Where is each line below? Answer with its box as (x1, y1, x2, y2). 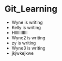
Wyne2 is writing (11, 35, 46, 41)
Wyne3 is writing (11, 45, 46, 51)
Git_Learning (4, 3, 58, 15)
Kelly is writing (11, 24, 41, 30)
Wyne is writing (11, 19, 43, 25)
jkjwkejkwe (11, 50, 34, 56)
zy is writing (11, 40, 36, 46)
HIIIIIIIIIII (11, 30, 28, 35)
